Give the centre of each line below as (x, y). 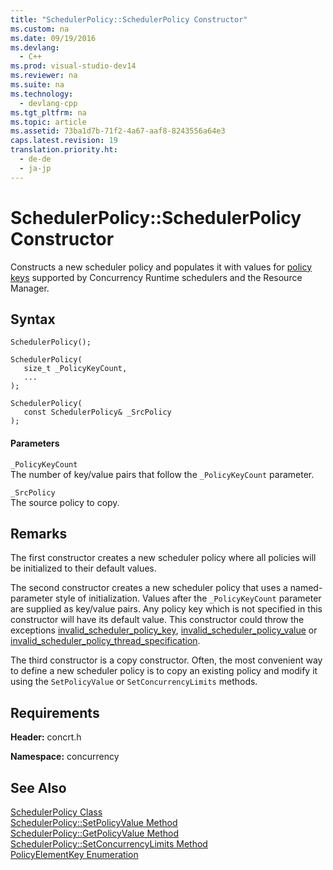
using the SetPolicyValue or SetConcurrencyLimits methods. (134, 682)
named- (306, 588)
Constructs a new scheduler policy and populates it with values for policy (161, 267)
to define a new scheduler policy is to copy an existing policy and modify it (164, 671)
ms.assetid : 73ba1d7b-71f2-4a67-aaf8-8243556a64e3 (118, 131)
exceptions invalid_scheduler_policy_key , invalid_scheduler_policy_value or (164, 630)
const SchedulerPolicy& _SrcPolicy (97, 412)
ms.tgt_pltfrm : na (48, 112)
